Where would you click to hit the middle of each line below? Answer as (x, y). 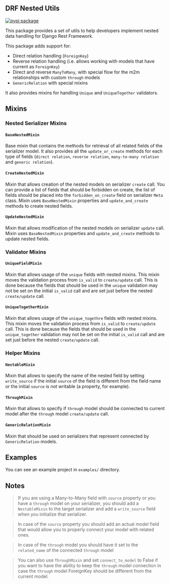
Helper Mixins (23, 353)
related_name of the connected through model (66, 550)
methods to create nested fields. (39, 206)
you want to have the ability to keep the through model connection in (89, 566)
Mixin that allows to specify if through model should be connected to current (85, 409)
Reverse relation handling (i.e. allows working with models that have (83, 61)
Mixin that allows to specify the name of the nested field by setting (75, 376)
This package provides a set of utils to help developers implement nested (82, 31)
